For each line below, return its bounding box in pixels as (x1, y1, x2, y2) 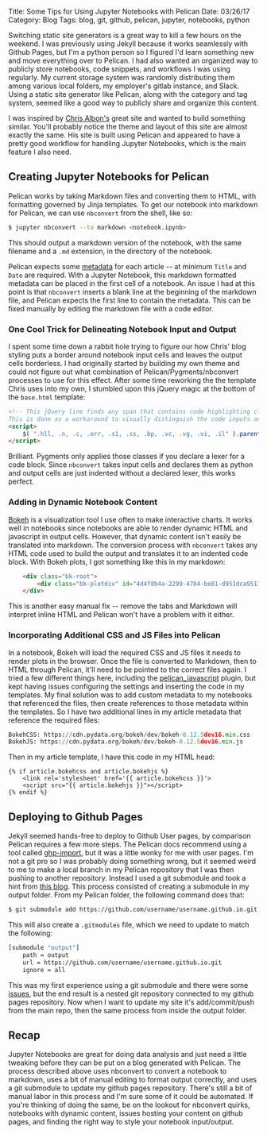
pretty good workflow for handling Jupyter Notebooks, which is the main (8, 139, 246, 148)
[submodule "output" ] (8, 944, 80, 952)
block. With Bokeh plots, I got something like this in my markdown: (8, 557, 226, 566)
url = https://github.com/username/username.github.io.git (22, 958, 222, 966)
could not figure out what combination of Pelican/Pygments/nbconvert (8, 367, 239, 376)
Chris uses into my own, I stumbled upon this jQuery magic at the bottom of (8, 384, 256, 393)
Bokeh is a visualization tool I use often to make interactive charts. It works (8, 515, 253, 524)
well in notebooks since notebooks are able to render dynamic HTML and (8, 523, 249, 533)
